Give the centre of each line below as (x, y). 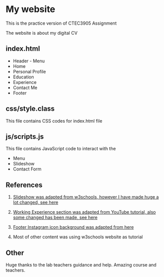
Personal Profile (29, 71)
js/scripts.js (25, 136)
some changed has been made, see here (55, 218)
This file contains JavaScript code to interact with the (61, 149)
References (24, 185)
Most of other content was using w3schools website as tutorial (78, 237)
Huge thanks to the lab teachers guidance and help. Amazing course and (81, 265)
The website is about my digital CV (42, 33)
